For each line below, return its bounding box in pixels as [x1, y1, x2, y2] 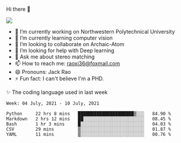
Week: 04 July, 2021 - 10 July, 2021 [6, 100, 100, 106]
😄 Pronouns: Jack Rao [14, 69, 71, 75]
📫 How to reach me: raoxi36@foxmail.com [14, 60, 120, 67]
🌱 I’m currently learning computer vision [14, 34, 113, 41]
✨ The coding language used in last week [6, 89, 108, 96]
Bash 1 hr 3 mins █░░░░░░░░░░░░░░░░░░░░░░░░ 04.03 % [6, 121, 171, 127]
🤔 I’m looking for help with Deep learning [14, 47, 115, 54]
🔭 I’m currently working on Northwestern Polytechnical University [14, 28, 175, 35]
